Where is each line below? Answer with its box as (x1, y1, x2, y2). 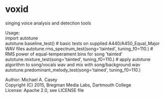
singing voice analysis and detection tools (5, 20, 91, 26)
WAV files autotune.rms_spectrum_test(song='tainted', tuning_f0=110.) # (5, 45, 154, 51)
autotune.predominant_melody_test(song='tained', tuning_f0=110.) (5, 66, 141, 73)
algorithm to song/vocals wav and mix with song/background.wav (5, 61, 141, 67)
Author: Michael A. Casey (5, 76, 57, 82)
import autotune (5, 35, 38, 41)
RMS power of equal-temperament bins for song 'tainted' (5, 51, 123, 57)
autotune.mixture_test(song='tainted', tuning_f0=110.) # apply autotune (5, 56, 151, 62)
